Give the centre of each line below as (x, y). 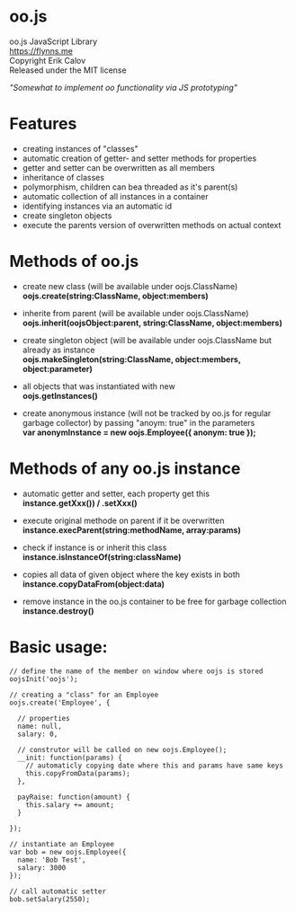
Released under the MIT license (68, 70)
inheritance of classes (63, 177)
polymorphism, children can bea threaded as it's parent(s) (130, 187)
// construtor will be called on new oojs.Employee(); (122, 749)
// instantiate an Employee (62, 844)
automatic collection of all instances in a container (115, 196)
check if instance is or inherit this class (94, 547)
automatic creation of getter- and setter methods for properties (139, 158)
